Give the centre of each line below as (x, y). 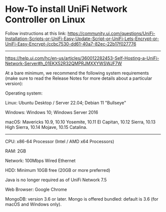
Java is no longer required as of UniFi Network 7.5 (56, 180)
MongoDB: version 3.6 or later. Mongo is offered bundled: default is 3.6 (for (82, 199)
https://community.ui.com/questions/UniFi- (111, 33)
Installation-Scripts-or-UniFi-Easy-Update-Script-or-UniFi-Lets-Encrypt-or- (82, 39)
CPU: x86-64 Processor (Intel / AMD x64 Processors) (60, 141)
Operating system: (24, 93)
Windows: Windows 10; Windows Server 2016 (52, 112)
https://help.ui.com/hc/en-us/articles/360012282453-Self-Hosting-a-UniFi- (82, 58)
